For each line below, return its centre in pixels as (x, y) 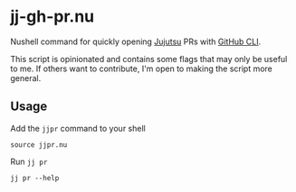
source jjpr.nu (39, 145)
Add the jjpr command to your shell (78, 128)
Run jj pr (29, 161)
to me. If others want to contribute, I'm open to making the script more (141, 69)
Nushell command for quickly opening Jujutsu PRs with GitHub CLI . (136, 41)
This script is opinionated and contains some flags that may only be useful (149, 59)
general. (26, 78)
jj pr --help (35, 178)
